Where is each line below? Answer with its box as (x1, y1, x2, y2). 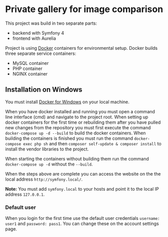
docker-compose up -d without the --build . (5, 161, 93, 167)
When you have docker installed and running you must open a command (5, 108, 155, 114)
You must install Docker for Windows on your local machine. (5, 99, 129, 105)
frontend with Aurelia (12, 35, 56, 41)
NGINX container (12, 70, 48, 76)
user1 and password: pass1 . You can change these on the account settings (5, 220, 159, 227)
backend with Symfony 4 (12, 30, 64, 36)
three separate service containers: (5, 50, 77, 56)
